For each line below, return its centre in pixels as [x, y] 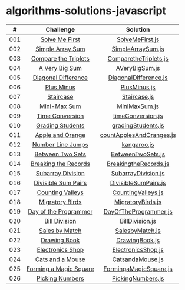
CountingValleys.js [138, 192]
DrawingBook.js [138, 240]
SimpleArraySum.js [138, 49]
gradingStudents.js [138, 125]
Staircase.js [138, 96]
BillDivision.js [138, 221]
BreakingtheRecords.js [138, 164]
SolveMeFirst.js [138, 39]
